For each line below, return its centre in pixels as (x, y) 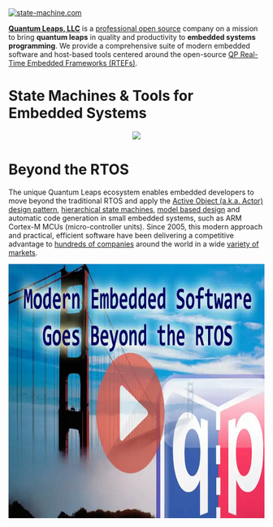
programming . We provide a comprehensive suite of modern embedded (129, 46)
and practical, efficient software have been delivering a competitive (121, 235)
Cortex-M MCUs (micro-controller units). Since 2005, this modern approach (135, 226)
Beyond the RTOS (69, 170)
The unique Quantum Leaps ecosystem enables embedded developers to (131, 192)
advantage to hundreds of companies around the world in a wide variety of (134, 244)
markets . (23, 252)
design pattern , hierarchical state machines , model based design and (124, 209)
